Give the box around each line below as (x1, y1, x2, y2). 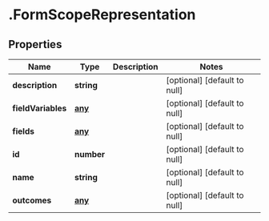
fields (12, 126, 34, 137)
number (74, 149, 106, 159)
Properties (8, 38, 62, 51)
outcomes (12, 195, 52, 206)
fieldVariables (12, 102, 67, 114)
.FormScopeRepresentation (8, 6, 196, 24)
